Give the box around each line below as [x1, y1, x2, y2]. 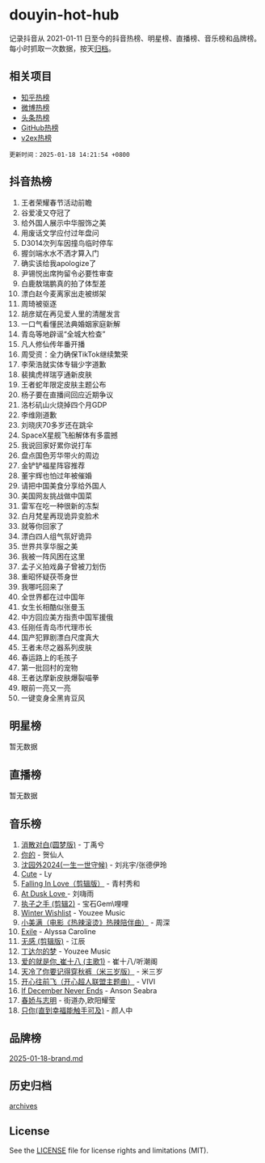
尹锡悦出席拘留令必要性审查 [20, 269, 114, 278]
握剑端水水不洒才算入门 [20, 248, 99, 258]
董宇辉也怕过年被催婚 [20, 471, 92, 480]
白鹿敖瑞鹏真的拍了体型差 [20, 278, 107, 288]
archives [9, 1101, 38, 1110]
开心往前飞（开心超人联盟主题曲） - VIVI [20, 977, 156, 986]
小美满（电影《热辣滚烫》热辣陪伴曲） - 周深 [20, 918, 170, 927]
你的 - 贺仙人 [20, 850, 65, 859]
